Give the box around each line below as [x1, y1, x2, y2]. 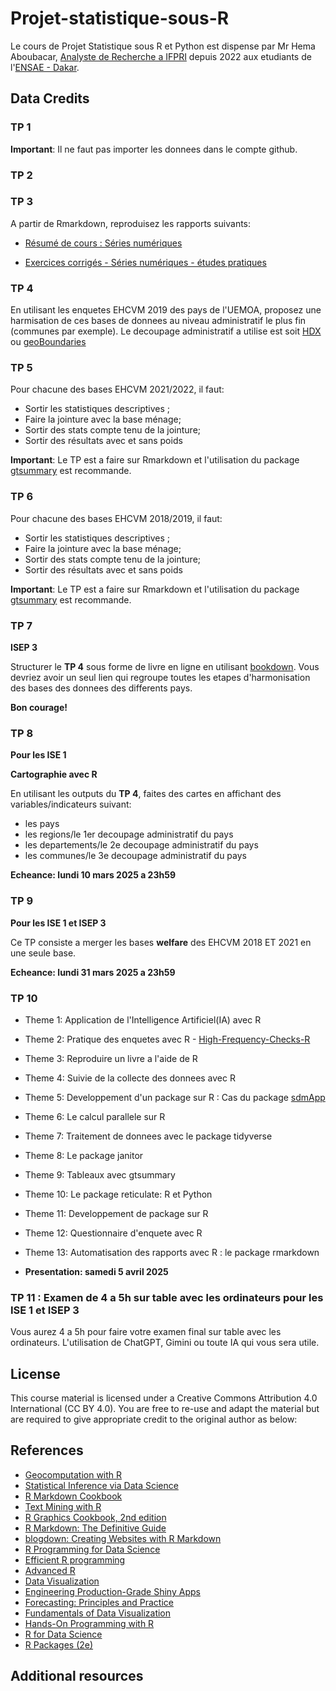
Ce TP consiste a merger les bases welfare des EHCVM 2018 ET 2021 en [10, 936, 312, 948]
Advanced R [24, 1564, 76, 1576]
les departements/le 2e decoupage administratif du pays [24, 839, 259, 851]
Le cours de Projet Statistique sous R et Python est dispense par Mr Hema [10, 40, 316, 52]
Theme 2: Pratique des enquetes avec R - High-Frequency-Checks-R [24, 1033, 311, 1045]
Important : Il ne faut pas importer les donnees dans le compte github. [10, 143, 298, 155]
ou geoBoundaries [10, 336, 87, 348]
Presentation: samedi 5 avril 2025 [24, 1265, 169, 1277]
